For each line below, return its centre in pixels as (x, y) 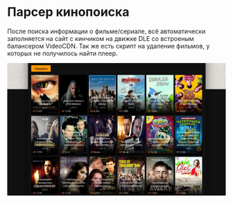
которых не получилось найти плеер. (62, 53)
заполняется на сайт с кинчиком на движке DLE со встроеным (101, 38)
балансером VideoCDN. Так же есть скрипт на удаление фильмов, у (109, 46)
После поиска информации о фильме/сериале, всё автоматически (106, 31)
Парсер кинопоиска (68, 12)
